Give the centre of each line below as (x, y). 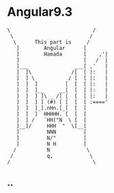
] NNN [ (52, 132)
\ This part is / (52, 42)
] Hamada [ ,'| (62, 54)
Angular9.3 (40, 12)
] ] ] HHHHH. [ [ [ (52, 114)
